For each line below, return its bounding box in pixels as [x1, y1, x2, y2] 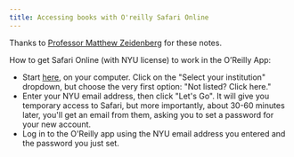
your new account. [21, 119, 92, 130]
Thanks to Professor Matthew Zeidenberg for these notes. [9, 37, 223, 48]
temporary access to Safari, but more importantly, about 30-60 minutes [21, 99, 285, 111]
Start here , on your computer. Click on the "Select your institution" [21, 72, 265, 82]
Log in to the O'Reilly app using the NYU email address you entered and [21, 128, 286, 138]
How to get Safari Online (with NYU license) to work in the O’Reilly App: [9, 54, 272, 65]
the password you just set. [21, 137, 120, 148]
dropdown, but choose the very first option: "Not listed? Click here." [21, 81, 272, 91]
